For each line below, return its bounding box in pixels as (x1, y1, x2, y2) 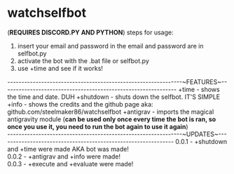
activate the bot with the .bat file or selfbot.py (17, 56, 149, 65)
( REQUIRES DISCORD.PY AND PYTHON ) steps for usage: (7, 28, 174, 36)
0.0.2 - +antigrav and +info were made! (7, 152, 121, 161)
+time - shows (178, 85, 220, 93)
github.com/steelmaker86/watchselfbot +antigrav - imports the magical (7, 107, 214, 116)
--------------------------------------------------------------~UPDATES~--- (7, 130, 227, 138)
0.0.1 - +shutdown (174, 137, 228, 145)
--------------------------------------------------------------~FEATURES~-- (7, 77, 228, 86)
